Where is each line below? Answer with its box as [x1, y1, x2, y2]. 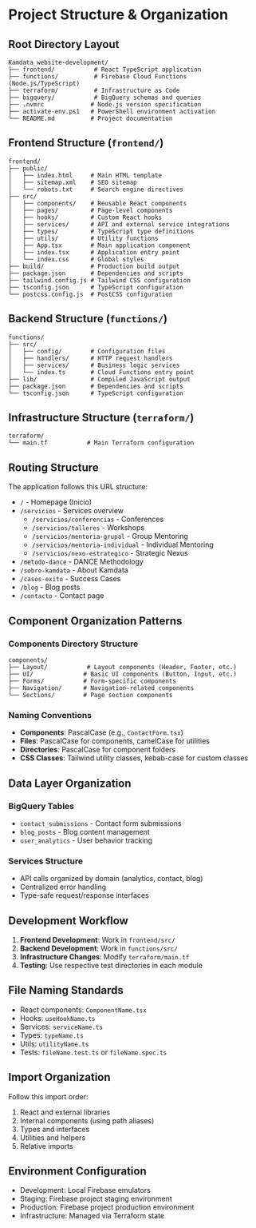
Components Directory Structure [8, 638, 139, 649]
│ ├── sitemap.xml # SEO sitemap [8, 178, 137, 186]
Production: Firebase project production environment [19, 1202, 195, 1212]
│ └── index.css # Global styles [8, 255, 145, 263]
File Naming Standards [8, 983, 124, 997]
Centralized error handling [19, 882, 107, 892]
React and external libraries [19, 1107, 111, 1117]
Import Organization [8, 1071, 111, 1084]
